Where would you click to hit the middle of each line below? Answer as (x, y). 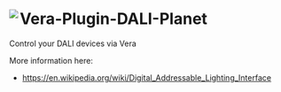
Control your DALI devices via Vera (73, 43)
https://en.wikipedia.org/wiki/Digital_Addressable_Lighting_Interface (147, 77)
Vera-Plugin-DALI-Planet (114, 19)
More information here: (51, 60)
